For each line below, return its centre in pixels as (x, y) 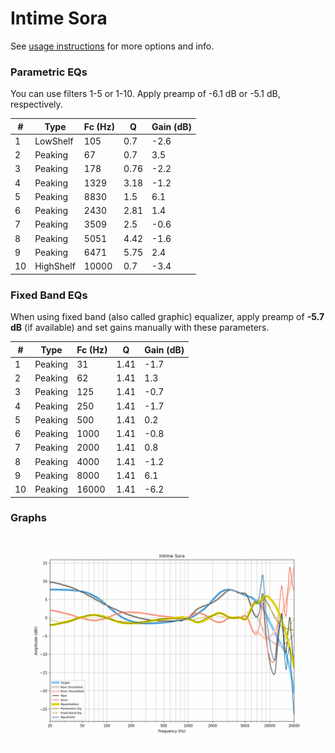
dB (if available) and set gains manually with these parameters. (140, 328)
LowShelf (54, 141)
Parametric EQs (49, 72)
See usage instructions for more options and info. (112, 46)
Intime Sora (59, 18)
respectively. (36, 104)
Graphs (28, 518)
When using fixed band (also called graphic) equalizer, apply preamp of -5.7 (167, 317)
